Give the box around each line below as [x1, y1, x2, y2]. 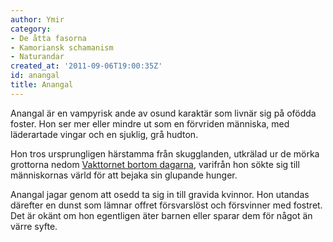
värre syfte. [10, 220, 58, 232]
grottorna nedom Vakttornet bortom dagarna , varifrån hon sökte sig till [10, 158, 300, 170]
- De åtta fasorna [10, 33, 87, 43]
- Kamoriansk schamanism [10, 42, 114, 53]
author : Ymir [10, 14, 65, 25]
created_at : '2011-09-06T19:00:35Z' [10, 61, 163, 71]
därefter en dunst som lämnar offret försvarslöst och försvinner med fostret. [10, 199, 323, 211]
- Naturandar [10, 52, 65, 62]
